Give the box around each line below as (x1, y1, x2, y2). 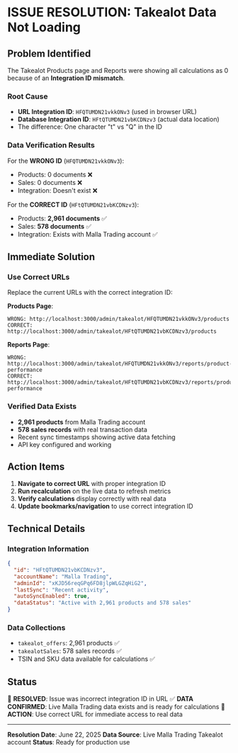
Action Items (7, 460, 65, 472)
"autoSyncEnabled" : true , (13, 593, 91, 600)
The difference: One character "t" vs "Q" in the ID (17, 123, 163, 131)
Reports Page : (7, 341, 50, 349)
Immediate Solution (7, 251, 96, 263)
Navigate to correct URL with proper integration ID (17, 480, 166, 488)
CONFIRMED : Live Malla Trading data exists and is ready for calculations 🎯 (7, 703, 225, 711)
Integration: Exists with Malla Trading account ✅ (17, 230, 158, 238)
